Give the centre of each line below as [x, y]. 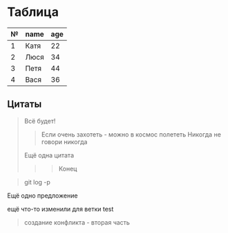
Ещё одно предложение [42, 196]
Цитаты [25, 104]
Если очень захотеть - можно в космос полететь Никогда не [131, 134]
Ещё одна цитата [49, 155]
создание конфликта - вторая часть [77, 222]
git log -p [37, 182]
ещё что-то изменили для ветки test [60, 209]
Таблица [33, 12]
